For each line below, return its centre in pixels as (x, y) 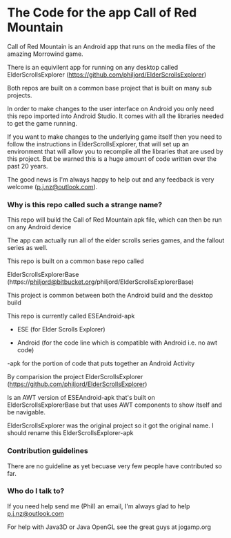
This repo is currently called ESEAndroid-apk (71, 316)
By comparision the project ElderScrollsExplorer (75, 377)
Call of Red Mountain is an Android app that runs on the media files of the (111, 46)
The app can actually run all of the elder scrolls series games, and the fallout (116, 240)
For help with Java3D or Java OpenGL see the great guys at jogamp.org (109, 527)
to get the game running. (42, 123)
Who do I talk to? (36, 491)
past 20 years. (28, 166)
